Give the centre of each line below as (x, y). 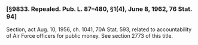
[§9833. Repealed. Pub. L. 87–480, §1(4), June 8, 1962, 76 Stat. (99, 9)
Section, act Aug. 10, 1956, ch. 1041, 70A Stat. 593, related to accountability (99, 29)
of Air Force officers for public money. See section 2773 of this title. (90, 36)
